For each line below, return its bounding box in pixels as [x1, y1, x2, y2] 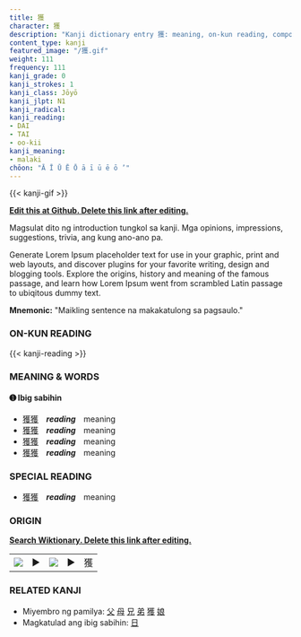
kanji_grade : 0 [9, 72, 66, 81]
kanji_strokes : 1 [9, 80, 74, 89]
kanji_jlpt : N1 [9, 96, 66, 106]
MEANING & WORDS [9, 370, 100, 382]
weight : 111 [9, 55, 54, 64]
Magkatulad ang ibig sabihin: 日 [21, 616, 139, 628]
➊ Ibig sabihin [9, 392, 63, 404]
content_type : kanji [9, 38, 87, 48]
